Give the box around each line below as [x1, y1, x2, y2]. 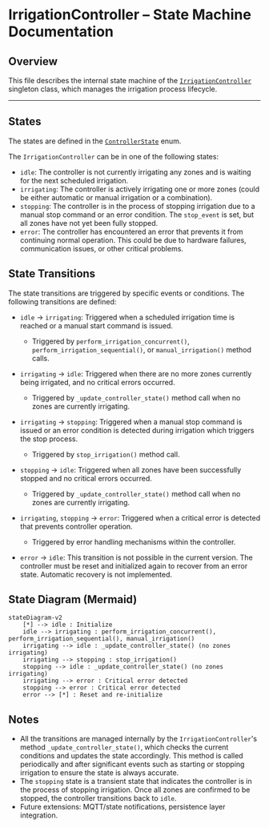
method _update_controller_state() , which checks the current [19, 742, 229, 752]
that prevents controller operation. [19, 521, 134, 531]
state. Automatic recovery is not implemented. [19, 569, 173, 579]
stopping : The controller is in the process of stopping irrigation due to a [19, 201, 255, 211]
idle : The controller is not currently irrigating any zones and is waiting [19, 167, 251, 177]
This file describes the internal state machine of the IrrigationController [8, 76, 252, 85]
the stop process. [19, 434, 78, 444]
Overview [8, 54, 58, 68]
